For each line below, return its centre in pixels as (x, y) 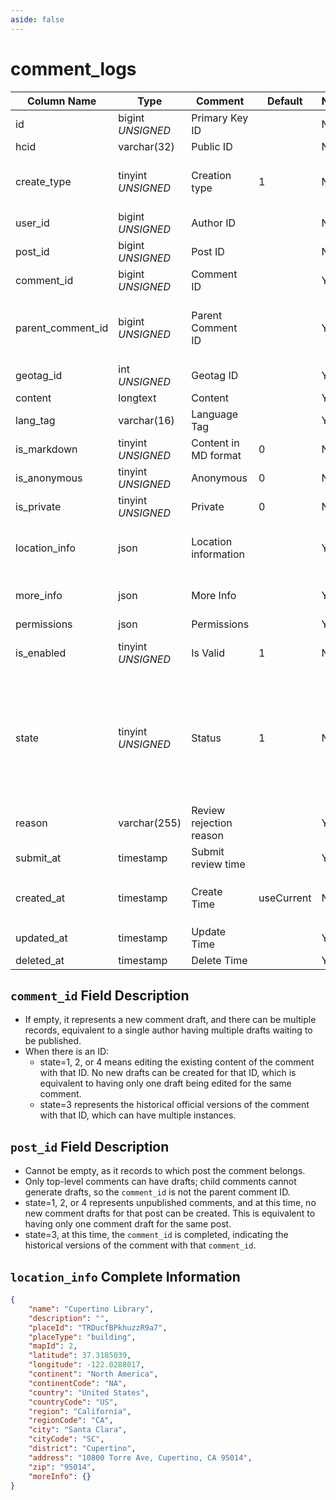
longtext (137, 398)
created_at (40, 898)
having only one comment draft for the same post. (128, 1224)
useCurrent (285, 898)
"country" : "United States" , (89, 1392)
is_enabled (41, 653)
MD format (216, 455)
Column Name (61, 101)
